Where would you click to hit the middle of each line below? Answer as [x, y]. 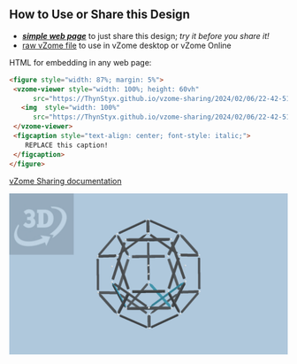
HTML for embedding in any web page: [80, 62]
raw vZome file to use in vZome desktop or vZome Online [126, 45]
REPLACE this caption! [67, 145]
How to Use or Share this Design [99, 15]
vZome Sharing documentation [65, 181]
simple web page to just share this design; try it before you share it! [145, 35]
